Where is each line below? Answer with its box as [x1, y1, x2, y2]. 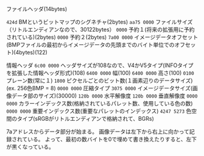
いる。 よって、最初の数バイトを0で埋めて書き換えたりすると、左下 [27, 136, 197, 143]
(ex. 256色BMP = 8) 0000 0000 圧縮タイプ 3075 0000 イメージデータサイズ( [6, 85, 193, 91]
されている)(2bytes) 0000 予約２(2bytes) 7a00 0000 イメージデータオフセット [6, 34, 199, 41]
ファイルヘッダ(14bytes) [6, 5, 68, 12]
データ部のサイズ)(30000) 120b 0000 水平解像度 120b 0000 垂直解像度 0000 [11, 92, 198, 99]
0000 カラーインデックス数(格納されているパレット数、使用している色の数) [6, 100, 193, 107]
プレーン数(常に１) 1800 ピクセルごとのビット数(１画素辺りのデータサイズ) [6, 77, 193, 84]
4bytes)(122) [15, 49, 47, 56]
